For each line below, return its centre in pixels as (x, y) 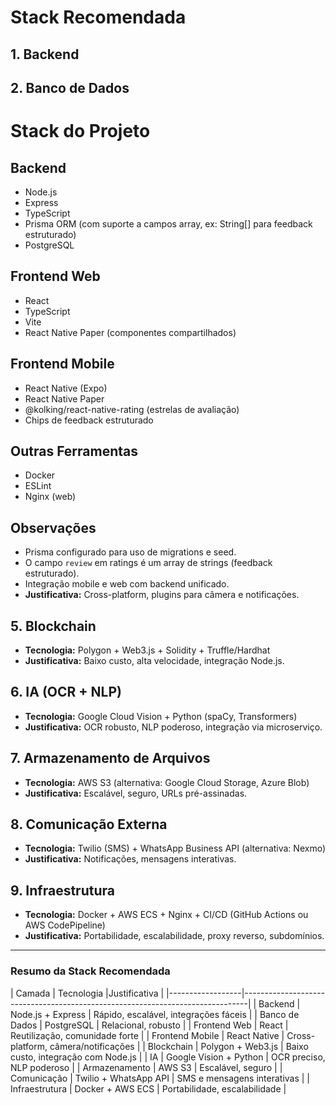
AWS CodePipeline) (65, 925)
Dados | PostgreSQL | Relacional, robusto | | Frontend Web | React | (149, 1025)
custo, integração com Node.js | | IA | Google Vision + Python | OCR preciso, (168, 1057)
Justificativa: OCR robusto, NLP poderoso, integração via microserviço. (173, 727)
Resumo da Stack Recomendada (90, 971)
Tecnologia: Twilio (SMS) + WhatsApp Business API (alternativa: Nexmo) (175, 848)
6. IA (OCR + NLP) (66, 692)
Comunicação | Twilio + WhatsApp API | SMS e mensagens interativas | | (160, 1078)
